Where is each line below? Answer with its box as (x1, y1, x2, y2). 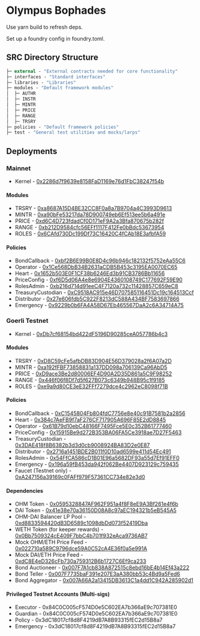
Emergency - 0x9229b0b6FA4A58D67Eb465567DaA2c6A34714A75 (14, 302, 184, 309)
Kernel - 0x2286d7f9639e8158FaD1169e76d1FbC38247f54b (14, 177, 165, 184)
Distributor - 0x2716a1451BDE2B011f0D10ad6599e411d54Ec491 (14, 448, 171, 455)
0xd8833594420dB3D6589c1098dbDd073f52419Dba (14, 519, 149, 527)
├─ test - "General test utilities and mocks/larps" (6, 129, 141, 135)
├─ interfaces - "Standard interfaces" (6, 74, 106, 80)
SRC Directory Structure (6, 52, 99, 63)
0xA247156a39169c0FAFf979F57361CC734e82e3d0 (14, 474, 146, 481)
